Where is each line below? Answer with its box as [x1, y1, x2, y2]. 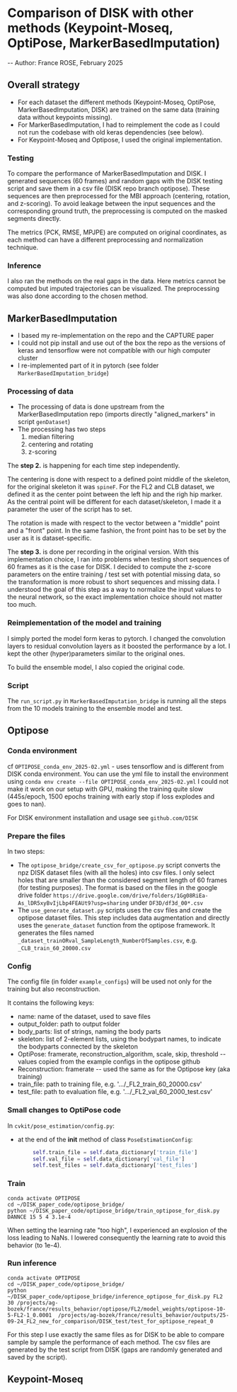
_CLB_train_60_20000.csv [17, 945, 91, 952]
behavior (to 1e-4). [7, 1240, 62, 1249]
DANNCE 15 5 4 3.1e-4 [7, 1213, 71, 1221]
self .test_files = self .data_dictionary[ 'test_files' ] [33, 1162, 198, 1169]
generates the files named [17, 929, 94, 937]
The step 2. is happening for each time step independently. [7, 462, 180, 470]
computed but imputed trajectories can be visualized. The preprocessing [7, 285, 220, 293]
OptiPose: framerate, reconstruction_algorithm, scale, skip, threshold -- [17, 1050, 226, 1059]
